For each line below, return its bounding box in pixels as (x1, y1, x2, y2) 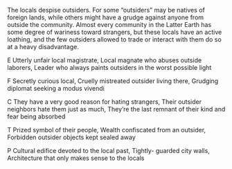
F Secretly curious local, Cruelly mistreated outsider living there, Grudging (7, 77, 219, 85)
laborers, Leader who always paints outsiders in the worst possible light (7, 64, 212, 71)
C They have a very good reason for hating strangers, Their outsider (7, 98, 202, 106)
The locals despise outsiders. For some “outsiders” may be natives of (7, 6, 206, 14)
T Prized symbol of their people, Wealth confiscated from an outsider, (7, 126, 206, 134)
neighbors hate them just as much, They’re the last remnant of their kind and (7, 105, 226, 113)
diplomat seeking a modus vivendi (7, 84, 105, 92)
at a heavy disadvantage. (7, 43, 80, 51)
